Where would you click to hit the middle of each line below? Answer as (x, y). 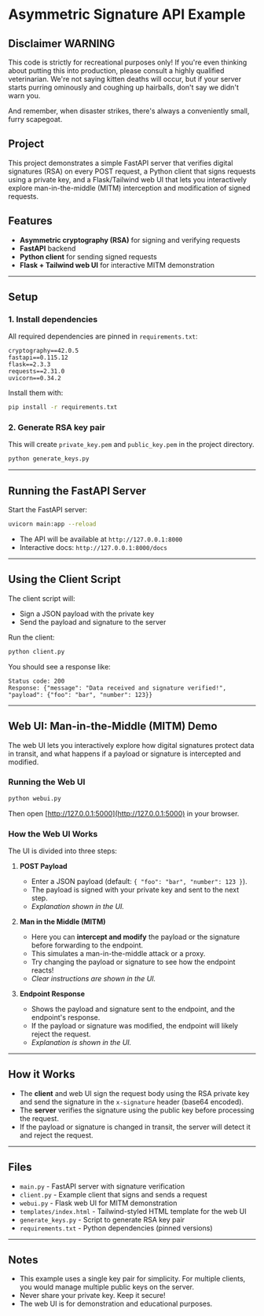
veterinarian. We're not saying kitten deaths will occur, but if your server (125, 79)
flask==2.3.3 (29, 365)
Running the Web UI (47, 782)
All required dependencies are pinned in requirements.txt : (103, 336)
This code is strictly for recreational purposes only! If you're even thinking (128, 62)
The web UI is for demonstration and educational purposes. (116, 1304)
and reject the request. (56, 1135)
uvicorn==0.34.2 (35, 379)
